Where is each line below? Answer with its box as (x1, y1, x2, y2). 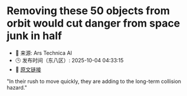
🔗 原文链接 (15, 66, 41, 73)
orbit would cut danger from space (6, 16, 181, 30)
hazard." (6, 84, 27, 91)
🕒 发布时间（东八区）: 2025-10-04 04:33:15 (15, 57, 124, 64)
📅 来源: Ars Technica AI (15, 49, 73, 57)
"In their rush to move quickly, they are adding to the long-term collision (6, 78, 182, 85)
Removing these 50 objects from (6, 4, 170, 18)
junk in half (6, 29, 63, 42)
